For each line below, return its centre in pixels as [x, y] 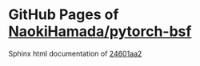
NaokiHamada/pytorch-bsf [100, 31]
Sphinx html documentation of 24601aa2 [75, 53]
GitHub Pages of [64, 15]
